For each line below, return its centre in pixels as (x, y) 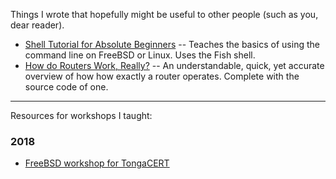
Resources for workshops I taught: (81, 115)
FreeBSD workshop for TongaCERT (97, 163)
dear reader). (37, 25)
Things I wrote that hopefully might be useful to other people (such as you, (164, 14)
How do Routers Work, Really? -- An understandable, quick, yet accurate (174, 65)
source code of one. (66, 87)
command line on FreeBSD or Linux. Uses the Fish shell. (140, 55)
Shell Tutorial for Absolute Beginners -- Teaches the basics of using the (172, 44)
